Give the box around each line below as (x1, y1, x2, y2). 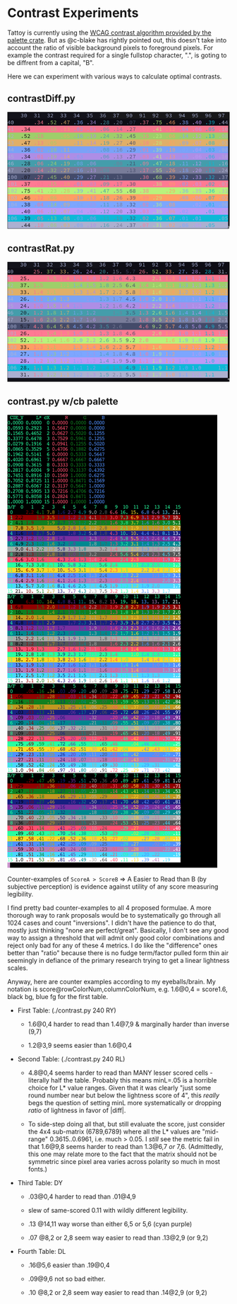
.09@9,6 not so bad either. (28, 1274, 106, 1283)
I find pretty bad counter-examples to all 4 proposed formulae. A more (7, 904, 212, 912)
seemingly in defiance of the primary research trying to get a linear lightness (7, 956, 230, 964)
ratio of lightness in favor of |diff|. (28, 1106, 126, 1114)
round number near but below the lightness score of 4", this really (28, 1091, 220, 1100)
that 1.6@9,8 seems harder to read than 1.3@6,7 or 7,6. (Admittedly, (28, 1142, 224, 1150)
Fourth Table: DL (17, 1247, 66, 1255)
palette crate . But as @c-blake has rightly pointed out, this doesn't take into (7, 35, 227, 44)
